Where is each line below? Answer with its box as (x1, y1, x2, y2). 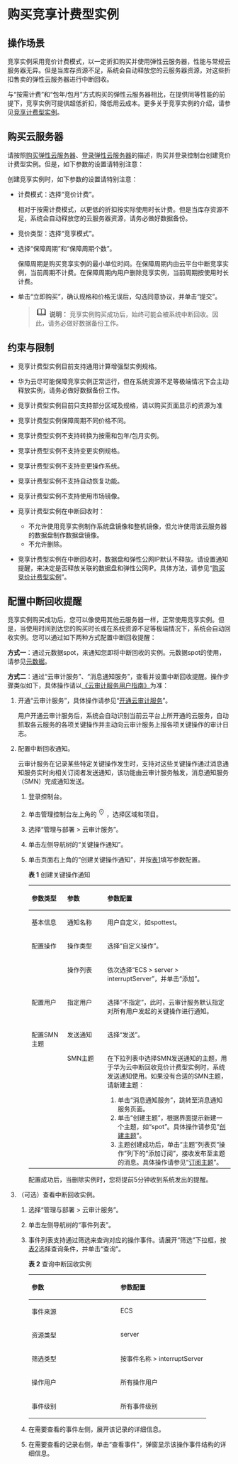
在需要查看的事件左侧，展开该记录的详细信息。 (28, 1425, 165, 1433)
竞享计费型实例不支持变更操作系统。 (17, 461, 124, 470)
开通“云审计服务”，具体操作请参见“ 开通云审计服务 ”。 (17, 696, 172, 705)
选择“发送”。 (107, 1030, 144, 1039)
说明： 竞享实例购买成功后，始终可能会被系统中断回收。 (49, 310, 212, 319)
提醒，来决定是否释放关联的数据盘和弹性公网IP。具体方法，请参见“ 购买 (17, 563, 225, 572)
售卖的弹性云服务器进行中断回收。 (13, 75, 113, 83)
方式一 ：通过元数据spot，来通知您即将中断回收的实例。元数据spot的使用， (7, 648, 225, 657)
